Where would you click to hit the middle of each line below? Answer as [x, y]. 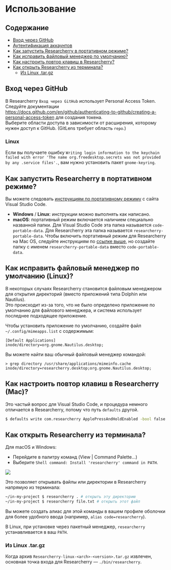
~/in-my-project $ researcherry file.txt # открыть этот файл [73, 501]
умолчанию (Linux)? [39, 276]
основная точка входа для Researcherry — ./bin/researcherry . [74, 562]
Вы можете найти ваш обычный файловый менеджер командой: [76, 354]
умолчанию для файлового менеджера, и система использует [74, 310]
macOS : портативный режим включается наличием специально [83, 219]
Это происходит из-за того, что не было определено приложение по [80, 305]
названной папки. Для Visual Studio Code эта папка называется [82, 225]
